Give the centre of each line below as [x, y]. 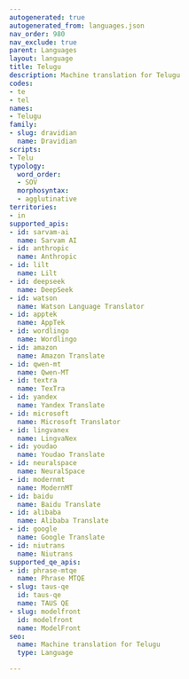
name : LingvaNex [47, 438]
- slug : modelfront [45, 612]
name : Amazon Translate [61, 356]
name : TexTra [41, 389]
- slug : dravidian [43, 133]
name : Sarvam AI [47, 241]
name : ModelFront [49, 628]
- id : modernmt [37, 479]
